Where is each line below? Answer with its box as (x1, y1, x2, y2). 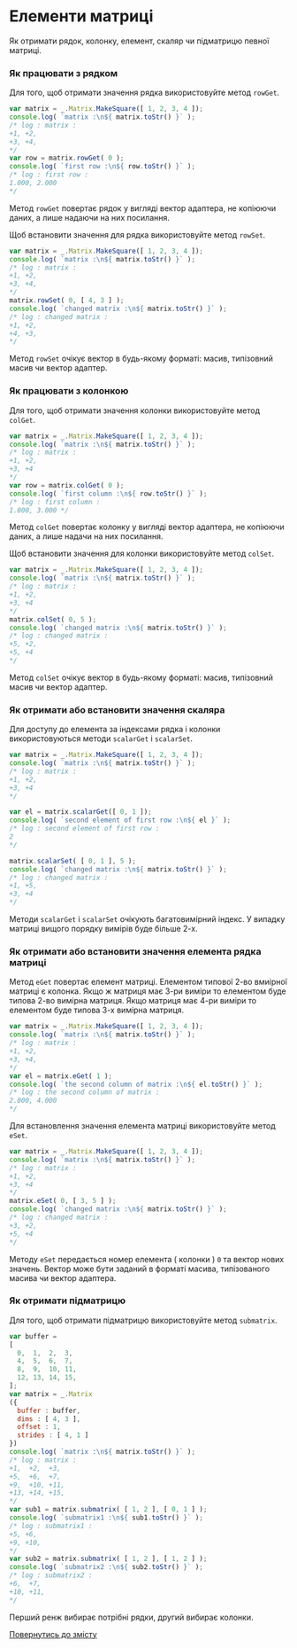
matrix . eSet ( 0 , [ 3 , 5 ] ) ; (9, 1197, 117, 1206)
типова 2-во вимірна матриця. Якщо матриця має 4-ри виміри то (9, 996, 257, 1006)
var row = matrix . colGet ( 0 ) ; (9, 480, 125, 489)
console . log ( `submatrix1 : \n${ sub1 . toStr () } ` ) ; (9, 1513, 203, 1522)
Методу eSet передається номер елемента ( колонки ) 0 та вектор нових (9, 1254, 285, 1264)
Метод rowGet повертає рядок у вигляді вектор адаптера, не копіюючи (9, 202, 277, 214)
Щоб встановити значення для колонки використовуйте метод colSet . (9, 548, 275, 559)
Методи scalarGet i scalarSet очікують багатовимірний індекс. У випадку (9, 914, 286, 925)
